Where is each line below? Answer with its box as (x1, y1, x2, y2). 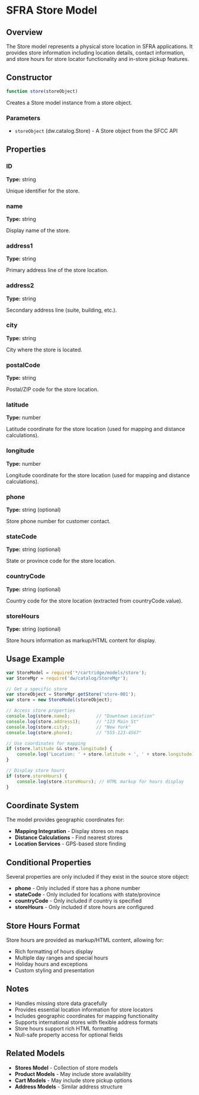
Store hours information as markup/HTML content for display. (6, 636, 156, 643)
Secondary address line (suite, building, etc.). (6, 306, 117, 313)
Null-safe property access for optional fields (14, 1031, 123, 1038)
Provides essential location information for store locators (14, 1006, 153, 1013)
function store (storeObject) (6, 88, 78, 94)
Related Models (6, 1048, 65, 1058)
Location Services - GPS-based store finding (14, 840, 126, 847)
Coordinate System (6, 801, 79, 811)
